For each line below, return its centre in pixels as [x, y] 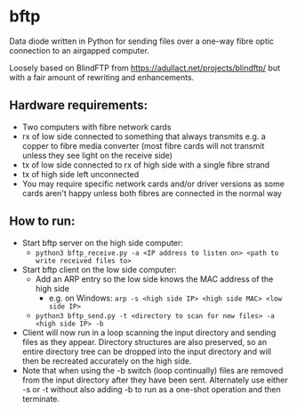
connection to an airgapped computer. [79, 50]
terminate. [41, 399]
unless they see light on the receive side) [97, 155]
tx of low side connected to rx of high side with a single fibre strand [146, 164]
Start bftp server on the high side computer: [103, 242]
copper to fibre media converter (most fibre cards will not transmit [143, 145]
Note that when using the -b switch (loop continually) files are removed [153, 370]
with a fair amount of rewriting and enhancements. [102, 77]
